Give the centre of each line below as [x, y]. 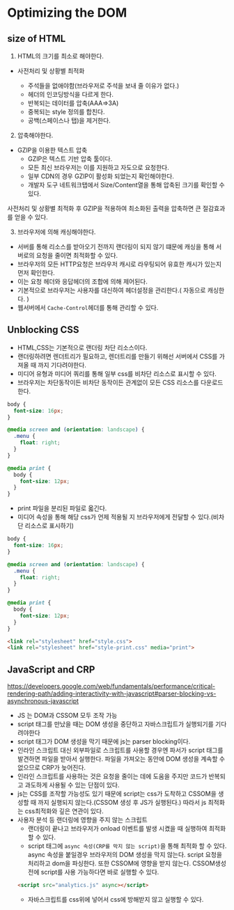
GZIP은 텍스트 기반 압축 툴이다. [70, 159]
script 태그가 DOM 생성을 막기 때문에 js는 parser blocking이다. [104, 742]
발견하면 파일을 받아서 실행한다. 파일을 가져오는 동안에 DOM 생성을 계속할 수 [121, 759]
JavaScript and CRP [51, 669]
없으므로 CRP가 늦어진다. [51, 768]
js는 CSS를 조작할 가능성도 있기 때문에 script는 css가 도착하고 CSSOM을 [117, 794]
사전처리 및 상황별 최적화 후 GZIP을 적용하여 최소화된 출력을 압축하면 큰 [104, 208]
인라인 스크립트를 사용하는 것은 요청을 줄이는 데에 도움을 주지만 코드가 [112, 776]
